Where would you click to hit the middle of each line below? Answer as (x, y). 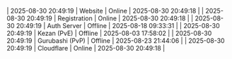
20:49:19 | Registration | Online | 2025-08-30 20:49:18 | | (110, 18)
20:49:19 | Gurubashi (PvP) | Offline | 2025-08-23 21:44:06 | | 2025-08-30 (116, 41)
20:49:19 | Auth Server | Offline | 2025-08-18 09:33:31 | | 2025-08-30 (118, 26)
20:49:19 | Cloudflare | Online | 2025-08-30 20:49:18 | (86, 48)
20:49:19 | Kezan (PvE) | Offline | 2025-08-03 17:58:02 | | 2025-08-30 (109, 33)
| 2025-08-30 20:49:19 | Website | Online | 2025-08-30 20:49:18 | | (105, 11)
